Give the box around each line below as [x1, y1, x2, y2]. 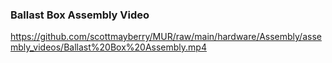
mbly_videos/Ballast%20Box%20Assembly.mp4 [10, 41, 207, 53]
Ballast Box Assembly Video [10, 8, 150, 22]
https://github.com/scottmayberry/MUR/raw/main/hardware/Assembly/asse [10, 31, 322, 43]
